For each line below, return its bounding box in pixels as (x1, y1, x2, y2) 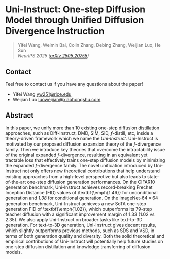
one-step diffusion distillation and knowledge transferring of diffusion (5, 243, 151, 250)
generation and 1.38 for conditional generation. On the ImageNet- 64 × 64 (5, 195, 158, 201)
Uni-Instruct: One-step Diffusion (5, 4, 146, 15)
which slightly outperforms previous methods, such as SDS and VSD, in (5, 227, 155, 234)
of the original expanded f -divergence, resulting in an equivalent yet (5, 152, 148, 158)
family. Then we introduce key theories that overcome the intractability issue (5, 146, 165, 152)
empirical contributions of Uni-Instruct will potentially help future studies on (5, 238, 163, 244)
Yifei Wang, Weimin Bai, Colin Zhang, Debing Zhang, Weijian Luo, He (17, 42, 161, 48)
